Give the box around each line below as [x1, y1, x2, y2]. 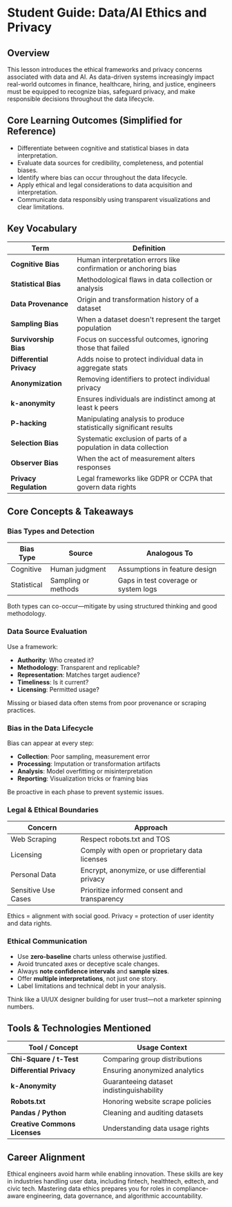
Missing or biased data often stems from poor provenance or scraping [7, 698, 207, 707]
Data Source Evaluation [7, 627, 88, 637]
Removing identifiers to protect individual [77, 374, 211, 384]
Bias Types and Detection [7, 526, 95, 536]
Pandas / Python [10, 1108, 67, 1118]
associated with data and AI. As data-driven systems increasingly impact [7, 73, 215, 81]
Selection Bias [10, 438, 59, 447]
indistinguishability [102, 1085, 164, 1095]
